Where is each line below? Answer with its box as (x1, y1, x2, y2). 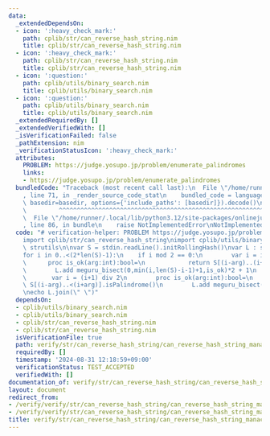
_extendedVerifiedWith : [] (15, 124, 106, 132)
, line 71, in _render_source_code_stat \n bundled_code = (22, 191, 231, 199)
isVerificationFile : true (15, 333, 103, 342)
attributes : (15, 154, 56, 162)
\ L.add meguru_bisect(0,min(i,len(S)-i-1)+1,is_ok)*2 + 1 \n (22, 266, 257, 274)
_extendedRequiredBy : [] (15, 117, 99, 125)
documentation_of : (8, 378, 70, 386)
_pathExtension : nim (15, 138, 84, 147)
